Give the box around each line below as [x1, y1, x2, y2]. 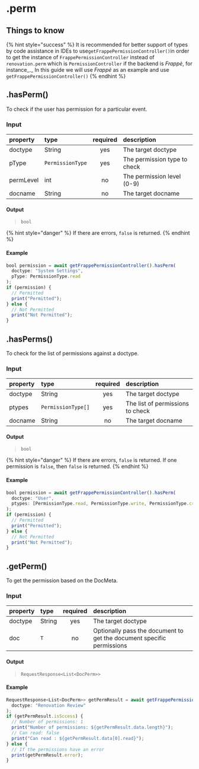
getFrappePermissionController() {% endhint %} [6, 73, 126, 79]
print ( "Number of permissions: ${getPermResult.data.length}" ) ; [11, 725, 174, 730]
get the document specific [92, 634, 166, 642]
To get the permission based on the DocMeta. [6, 577, 118, 584]
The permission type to [123, 155, 188, 164]
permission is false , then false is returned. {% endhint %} [6, 463, 149, 470]
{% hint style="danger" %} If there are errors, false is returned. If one [6, 457, 177, 464]
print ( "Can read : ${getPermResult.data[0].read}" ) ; [11, 735, 145, 741]
